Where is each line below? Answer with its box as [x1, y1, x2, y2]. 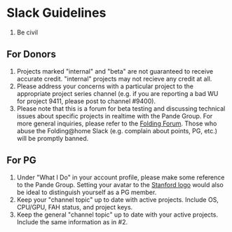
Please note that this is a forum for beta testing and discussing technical [16, 104, 226, 113]
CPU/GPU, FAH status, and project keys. [16, 203, 133, 211]
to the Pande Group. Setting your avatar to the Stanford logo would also [16, 180, 224, 189]
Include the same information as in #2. [16, 217, 128, 226]
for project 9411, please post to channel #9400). [16, 97, 156, 105]
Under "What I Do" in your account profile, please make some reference [16, 173, 225, 182]
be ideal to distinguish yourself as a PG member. [16, 188, 157, 196]
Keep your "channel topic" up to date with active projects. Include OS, [16, 195, 219, 204]
